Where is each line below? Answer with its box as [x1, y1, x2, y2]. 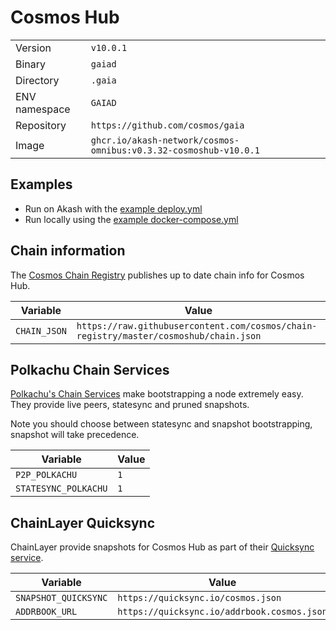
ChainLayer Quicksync [10, 514, 156, 531]
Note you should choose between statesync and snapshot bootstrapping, [10, 418, 313, 430]
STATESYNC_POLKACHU [15, 483, 108, 495]
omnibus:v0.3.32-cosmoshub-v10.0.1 [90, 144, 260, 156]
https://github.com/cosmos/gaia [90, 119, 245, 131]
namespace [15, 102, 71, 116]
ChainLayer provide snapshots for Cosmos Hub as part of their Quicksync [10, 541, 315, 553]
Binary [15, 57, 47, 71]
